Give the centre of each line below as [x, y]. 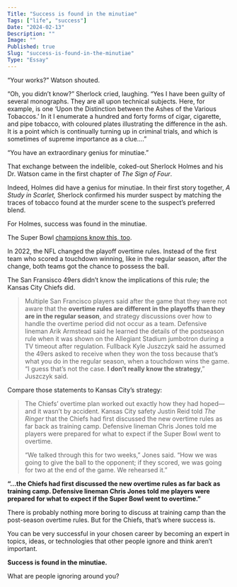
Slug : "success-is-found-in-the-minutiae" [71, 54]
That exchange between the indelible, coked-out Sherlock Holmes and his [115, 166]
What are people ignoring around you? [63, 576]
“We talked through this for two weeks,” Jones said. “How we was [121, 455]
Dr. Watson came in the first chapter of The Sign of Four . [90, 173]
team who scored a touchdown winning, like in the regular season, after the [117, 258]
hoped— [212, 403]
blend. [17, 210]
